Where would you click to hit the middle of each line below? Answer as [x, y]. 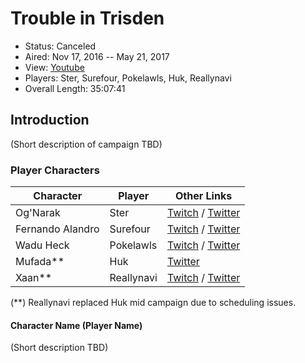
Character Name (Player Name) [76, 325]
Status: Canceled [60, 46]
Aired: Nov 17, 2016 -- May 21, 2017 [97, 56]
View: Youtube [54, 67]
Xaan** [34, 278]
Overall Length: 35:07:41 [75, 88]
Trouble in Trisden [87, 18]
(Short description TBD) [59, 348]
